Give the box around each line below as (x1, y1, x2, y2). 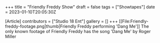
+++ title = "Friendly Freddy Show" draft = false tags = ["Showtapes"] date (5, 4, 155, 10)
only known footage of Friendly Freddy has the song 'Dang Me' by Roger (5, 29, 151, 34)
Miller (5, 33, 17, 39)
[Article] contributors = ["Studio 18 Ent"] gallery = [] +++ (5, 19, 118, 24)
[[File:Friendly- (119, 19, 149, 24)
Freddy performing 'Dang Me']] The (77, 23, 149, 29)
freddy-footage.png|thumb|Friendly (5, 23, 77, 29)
